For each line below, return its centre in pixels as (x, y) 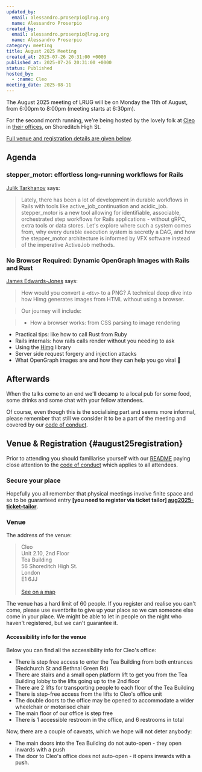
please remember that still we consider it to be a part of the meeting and (96, 418)
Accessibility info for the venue (46, 636)
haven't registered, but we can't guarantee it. (62, 623)
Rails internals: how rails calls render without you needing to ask (95, 341)
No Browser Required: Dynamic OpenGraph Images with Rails (98, 260)
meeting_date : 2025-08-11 (39, 85)
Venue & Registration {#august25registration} (95, 444)
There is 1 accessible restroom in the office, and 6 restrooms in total (99, 720)
